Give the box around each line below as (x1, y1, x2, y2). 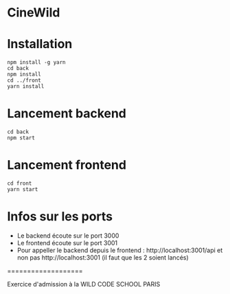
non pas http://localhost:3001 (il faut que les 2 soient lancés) (16, 253, 189, 262)
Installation (7, 36, 73, 52)
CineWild (7, 5, 60, 21)
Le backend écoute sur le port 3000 (16, 231, 119, 240)
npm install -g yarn (7, 59, 67, 66)
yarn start (7, 186, 38, 193)
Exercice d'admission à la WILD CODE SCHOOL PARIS (7, 280, 161, 288)
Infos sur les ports (7, 209, 113, 225)
